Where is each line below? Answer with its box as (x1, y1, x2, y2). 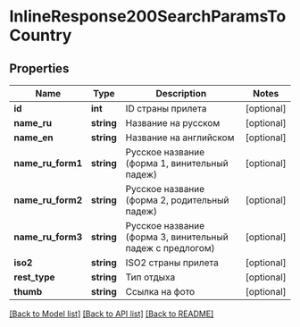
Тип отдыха (125, 271, 176, 283)
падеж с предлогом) (125, 242, 215, 254)
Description (155, 88, 207, 99)
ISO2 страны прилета (125, 256, 219, 269)
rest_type (13, 271, 55, 283)
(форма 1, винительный (125, 157, 229, 169)
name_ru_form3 (13, 231, 83, 243)
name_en (13, 131, 54, 144)
